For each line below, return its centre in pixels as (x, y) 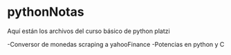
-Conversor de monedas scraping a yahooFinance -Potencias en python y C (116, 44)
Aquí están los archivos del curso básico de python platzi (89, 31)
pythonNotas (46, 12)
